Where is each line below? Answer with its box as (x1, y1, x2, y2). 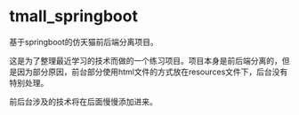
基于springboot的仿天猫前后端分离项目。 (9, 36, 158, 47)
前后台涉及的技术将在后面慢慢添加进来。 (9, 96, 158, 107)
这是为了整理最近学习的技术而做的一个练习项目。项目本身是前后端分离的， (9, 55, 282, 65)
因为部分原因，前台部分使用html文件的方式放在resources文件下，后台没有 (16, 66, 288, 77)
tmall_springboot (9, 6, 138, 27)
